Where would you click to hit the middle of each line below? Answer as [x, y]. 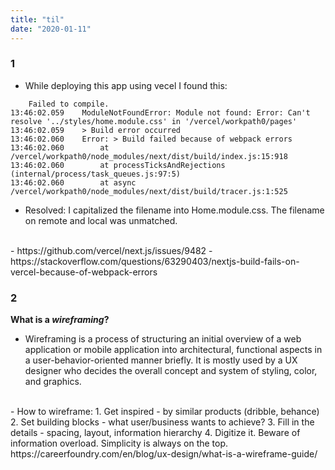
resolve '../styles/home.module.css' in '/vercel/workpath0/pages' [154, 121]
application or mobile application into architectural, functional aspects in [173, 350]
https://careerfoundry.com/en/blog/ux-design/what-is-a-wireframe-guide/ [164, 454]
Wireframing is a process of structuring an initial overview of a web [163, 339]
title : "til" [37, 19]
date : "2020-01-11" [51, 29]
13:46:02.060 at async [73, 182]
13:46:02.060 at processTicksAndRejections [118, 165]
